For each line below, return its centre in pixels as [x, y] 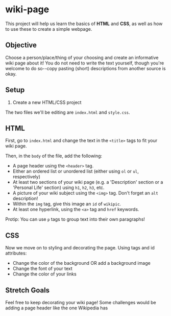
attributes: [16, 253]
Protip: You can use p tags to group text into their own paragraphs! [75, 219]
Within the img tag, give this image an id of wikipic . [67, 204]
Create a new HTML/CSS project [47, 102]
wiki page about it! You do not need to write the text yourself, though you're [85, 63]
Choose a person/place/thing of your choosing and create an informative [82, 57]
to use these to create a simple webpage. [49, 29]
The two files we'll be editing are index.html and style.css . [68, 112]
